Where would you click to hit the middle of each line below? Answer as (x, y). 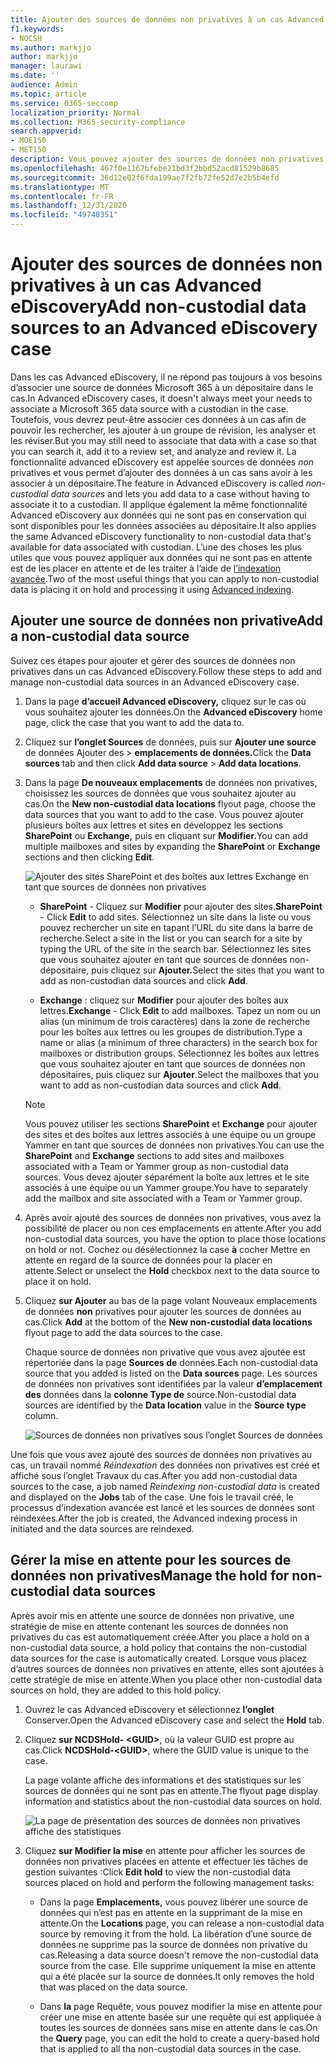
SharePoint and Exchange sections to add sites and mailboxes (154, 1155)
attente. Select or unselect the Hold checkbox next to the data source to (172, 1270)
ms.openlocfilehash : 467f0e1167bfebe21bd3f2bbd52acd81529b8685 (145, 168)
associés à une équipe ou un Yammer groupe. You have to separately (166, 1187)
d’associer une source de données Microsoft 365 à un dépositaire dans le (162, 387)
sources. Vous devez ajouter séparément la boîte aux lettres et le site (167, 1177)
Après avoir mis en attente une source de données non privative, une (152, 1615)
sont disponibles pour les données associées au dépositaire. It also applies (163, 525)
